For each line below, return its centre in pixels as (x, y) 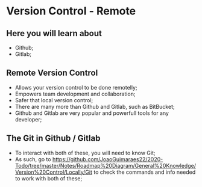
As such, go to (33, 159)
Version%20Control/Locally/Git (53, 172)
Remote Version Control (52, 73)
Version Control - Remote (71, 11)
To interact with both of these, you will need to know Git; (85, 153)
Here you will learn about (54, 33)
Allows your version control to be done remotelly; (76, 87)
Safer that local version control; (54, 100)
